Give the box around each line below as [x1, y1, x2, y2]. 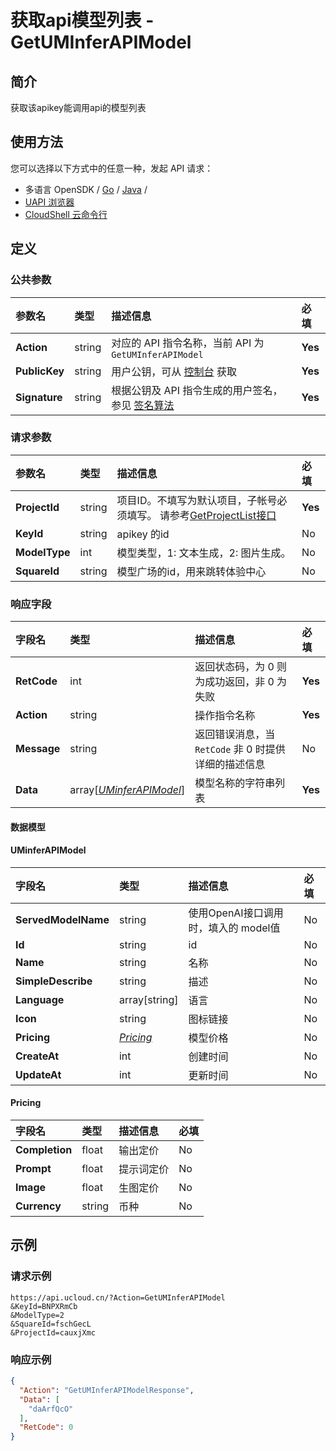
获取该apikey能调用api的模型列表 [10, 102, 147, 113]
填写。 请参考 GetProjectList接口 [126, 508, 277, 522]
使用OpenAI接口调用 [188, 906, 284, 920]
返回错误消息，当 [194, 727, 276, 741]
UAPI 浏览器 [24, 196, 75, 208]
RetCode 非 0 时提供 [194, 742, 286, 756]
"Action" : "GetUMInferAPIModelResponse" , [19, 1385, 195, 1395]
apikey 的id [116, 527, 170, 541]
